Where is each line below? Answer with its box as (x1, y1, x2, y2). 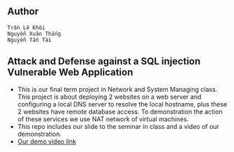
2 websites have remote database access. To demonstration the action (17, 107, 223, 116)
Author (7, 6, 39, 18)
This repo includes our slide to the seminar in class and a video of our (17, 122, 220, 130)
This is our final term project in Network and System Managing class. (17, 85, 218, 93)
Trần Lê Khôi (7, 24, 46, 31)
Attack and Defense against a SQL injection (7, 55, 201, 67)
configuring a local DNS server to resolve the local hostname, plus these (17, 99, 228, 108)
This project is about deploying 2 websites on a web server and (17, 92, 202, 101)
